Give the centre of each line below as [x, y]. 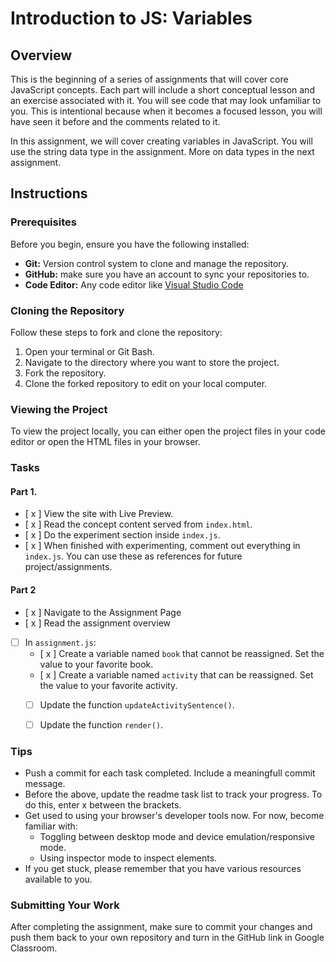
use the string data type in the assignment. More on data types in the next [162, 151]
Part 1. [24, 491]
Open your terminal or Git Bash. [89, 351]
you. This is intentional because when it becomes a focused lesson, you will [166, 111]
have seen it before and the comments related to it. [115, 121]
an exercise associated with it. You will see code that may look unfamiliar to [166, 100]
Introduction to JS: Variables [131, 18]
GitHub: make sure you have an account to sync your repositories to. [167, 274]
